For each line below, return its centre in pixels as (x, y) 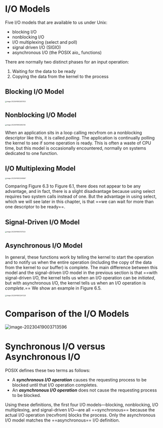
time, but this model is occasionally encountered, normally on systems (76, 148)
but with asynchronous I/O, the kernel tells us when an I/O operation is (75, 283)
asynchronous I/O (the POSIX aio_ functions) (57, 52)
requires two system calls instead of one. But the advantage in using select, (81, 197)
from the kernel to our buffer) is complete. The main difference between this (81, 268)
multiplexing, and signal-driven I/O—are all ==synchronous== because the (80, 410)
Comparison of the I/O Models (67, 314)
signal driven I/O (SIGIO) (36, 47)
